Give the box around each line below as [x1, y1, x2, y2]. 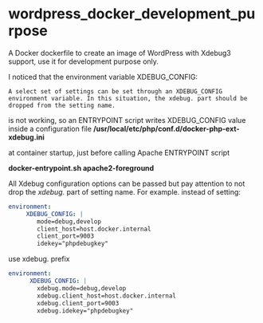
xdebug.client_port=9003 [37, 299, 120, 307]
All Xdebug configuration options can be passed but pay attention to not [8, 179, 245, 188]
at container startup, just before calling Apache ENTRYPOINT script [8, 148, 230, 157]
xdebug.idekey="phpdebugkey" [37, 306, 134, 315]
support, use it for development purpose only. [8, 57, 159, 66]
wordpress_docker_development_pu [8, 5, 256, 23]
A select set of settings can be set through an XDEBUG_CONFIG [8, 87, 223, 96]
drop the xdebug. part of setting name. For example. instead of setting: [8, 187, 241, 196]
